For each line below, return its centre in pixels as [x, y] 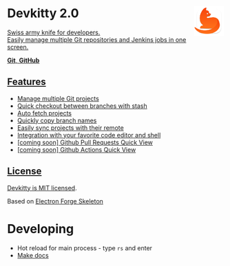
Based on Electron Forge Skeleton [55, 201]
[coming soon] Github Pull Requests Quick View [85, 142]
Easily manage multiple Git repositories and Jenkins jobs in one [97, 39]
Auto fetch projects [44, 113]
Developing [41, 229]
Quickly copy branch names [57, 120]
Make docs [33, 255]
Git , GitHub [23, 60]
